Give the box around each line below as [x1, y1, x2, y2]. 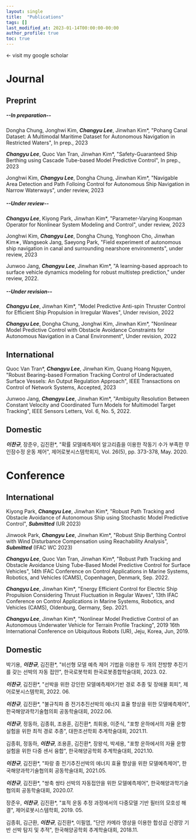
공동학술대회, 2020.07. [21, 786, 74, 793]
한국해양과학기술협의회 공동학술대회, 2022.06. [6, 707, 113, 714]
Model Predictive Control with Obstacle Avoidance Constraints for [6, 326, 165, 333]
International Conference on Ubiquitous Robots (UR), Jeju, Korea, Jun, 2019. [6, 628, 190, 635]
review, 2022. [6, 274, 39, 281]
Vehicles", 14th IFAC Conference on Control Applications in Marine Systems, [6, 568, 190, 575]
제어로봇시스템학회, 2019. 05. [15, 806, 84, 813]
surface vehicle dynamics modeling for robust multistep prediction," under [6, 269, 185, 276]
